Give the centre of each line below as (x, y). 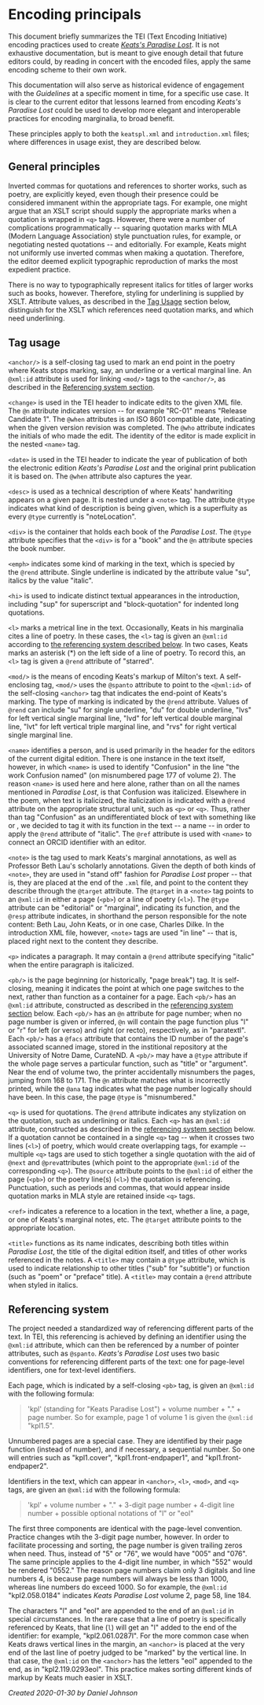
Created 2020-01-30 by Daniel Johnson (73, 1693)
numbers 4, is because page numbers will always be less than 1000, (119, 1579)
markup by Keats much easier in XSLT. (71, 1677)
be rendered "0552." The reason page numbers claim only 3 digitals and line (132, 1570)
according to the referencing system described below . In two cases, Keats (128, 644)
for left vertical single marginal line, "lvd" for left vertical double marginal (125, 718)
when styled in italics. (43, 1285)
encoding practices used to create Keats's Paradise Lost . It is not (114, 44)
